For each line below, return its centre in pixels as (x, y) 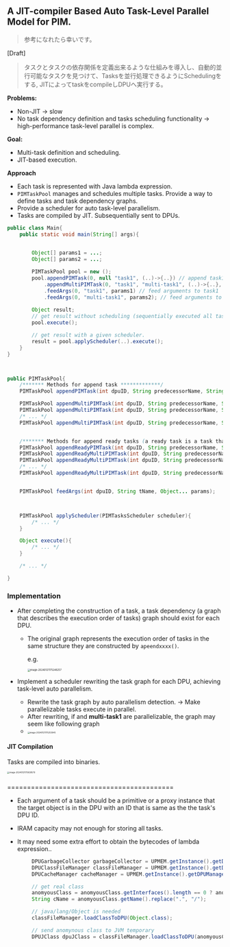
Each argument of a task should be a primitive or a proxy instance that (116, 800)
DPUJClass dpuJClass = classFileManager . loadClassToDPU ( (114, 937)
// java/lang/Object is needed (76, 912)
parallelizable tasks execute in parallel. (82, 709)
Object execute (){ (46, 541)
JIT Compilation (30, 747)
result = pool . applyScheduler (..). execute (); (98, 341)
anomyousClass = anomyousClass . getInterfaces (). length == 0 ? (122, 893)
